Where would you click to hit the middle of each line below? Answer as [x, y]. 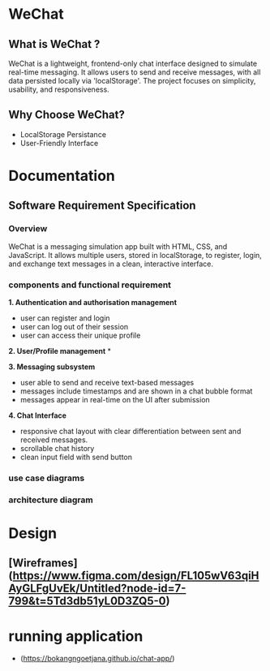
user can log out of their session [74, 326]
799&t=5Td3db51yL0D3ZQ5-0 [87, 601]
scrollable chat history [57, 448]
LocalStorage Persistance [63, 134]
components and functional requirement [90, 285]
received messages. [54, 440]
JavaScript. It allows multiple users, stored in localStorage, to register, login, [135, 255]
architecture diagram [51, 500]
